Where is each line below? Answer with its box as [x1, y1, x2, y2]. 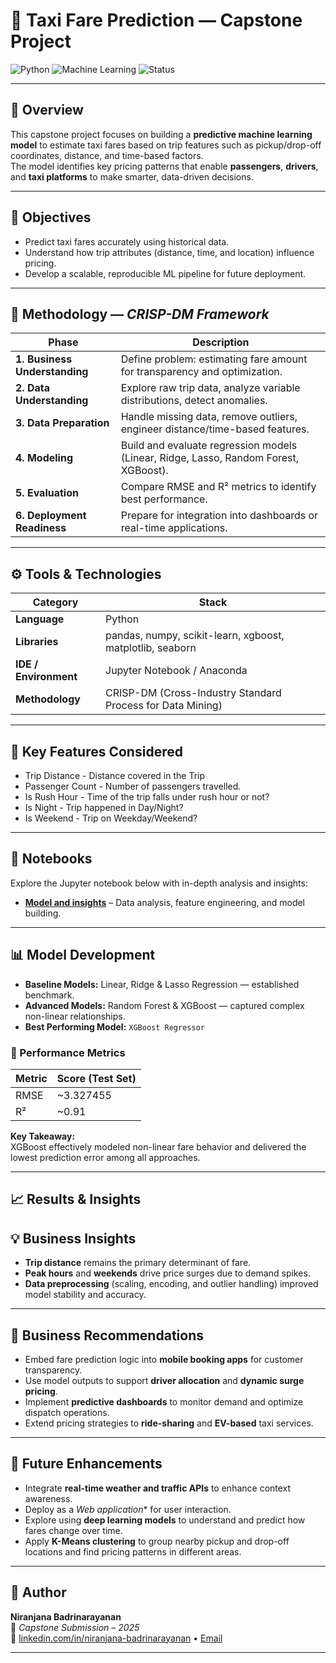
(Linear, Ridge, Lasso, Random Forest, [120, 451, 300, 465]
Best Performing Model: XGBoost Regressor [24, 1020, 205, 1033]
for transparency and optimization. [120, 365, 283, 379]
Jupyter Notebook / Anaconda [105, 664, 248, 678]
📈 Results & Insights [10, 1191, 142, 1208]
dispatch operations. [24, 1406, 110, 1418]
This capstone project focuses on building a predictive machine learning [10, 128, 313, 140]
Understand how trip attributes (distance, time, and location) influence [24, 246, 315, 258]
